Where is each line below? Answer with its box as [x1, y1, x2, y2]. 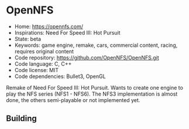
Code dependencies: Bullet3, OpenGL [14, 73, 106, 80]
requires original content [14, 47, 74, 55]
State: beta [14, 35, 42, 42]
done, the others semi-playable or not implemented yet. [6, 96, 140, 103]
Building [6, 114, 37, 124]
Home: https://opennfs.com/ [14, 23, 84, 30]
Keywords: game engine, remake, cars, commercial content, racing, [14, 42, 178, 49]
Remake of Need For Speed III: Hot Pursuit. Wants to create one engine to [6, 84, 183, 91]
